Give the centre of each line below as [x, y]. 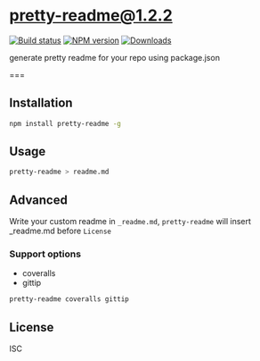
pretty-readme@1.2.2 [91, 16]
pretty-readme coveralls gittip [69, 299]
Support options [45, 254]
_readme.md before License [61, 231]
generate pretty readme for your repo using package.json [115, 57]
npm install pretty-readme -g [65, 123]
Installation [41, 103]
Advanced [39, 200]
